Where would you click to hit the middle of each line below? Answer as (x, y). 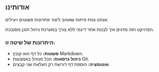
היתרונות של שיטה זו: (30, 43)
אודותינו (18, 7)
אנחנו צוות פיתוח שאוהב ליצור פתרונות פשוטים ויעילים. (57, 19)
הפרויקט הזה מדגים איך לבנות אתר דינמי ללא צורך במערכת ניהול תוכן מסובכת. (80, 29)
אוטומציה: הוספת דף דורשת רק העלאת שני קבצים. (61, 64)
